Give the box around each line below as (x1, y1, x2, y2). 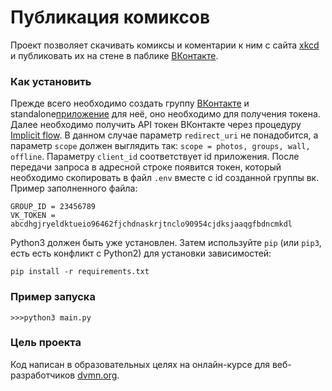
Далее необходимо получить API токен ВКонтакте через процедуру (10, 119, 302, 131)
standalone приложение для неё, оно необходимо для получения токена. (10, 108, 321, 120)
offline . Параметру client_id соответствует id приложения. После (10, 151, 300, 163)
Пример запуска (10, 290, 96, 304)
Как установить (10, 74, 92, 88)
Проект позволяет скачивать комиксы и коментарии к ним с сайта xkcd (10, 39, 320, 51)
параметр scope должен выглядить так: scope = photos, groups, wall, (10, 140, 311, 152)
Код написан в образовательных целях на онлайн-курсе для (10, 358, 270, 370)
